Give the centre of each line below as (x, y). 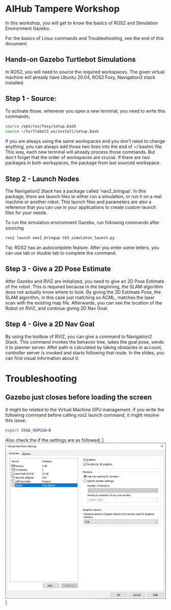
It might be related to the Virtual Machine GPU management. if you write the (85, 409)
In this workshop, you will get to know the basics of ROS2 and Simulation (82, 23)
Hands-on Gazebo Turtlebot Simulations (70, 60)
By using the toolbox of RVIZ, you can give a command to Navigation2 (79, 337)
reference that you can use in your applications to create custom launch (81, 207)
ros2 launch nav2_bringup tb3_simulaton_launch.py (60, 238)
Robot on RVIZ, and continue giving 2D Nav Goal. (57, 308)
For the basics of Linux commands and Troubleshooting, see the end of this (84, 38)
